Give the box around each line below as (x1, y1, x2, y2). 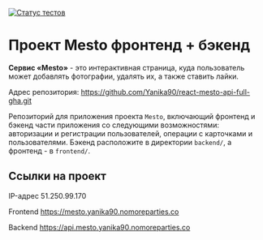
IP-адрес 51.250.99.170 (8, 191, 87, 200)
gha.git (8, 96, 32, 105)
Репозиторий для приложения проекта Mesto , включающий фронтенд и (8, 111, 256, 121)
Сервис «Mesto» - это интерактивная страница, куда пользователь (8, 62, 245, 72)
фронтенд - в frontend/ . (8, 146, 91, 156)
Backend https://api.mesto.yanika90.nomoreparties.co (8, 222, 191, 232)
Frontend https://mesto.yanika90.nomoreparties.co (8, 207, 179, 216)
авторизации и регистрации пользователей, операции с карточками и (8, 128, 253, 138)
